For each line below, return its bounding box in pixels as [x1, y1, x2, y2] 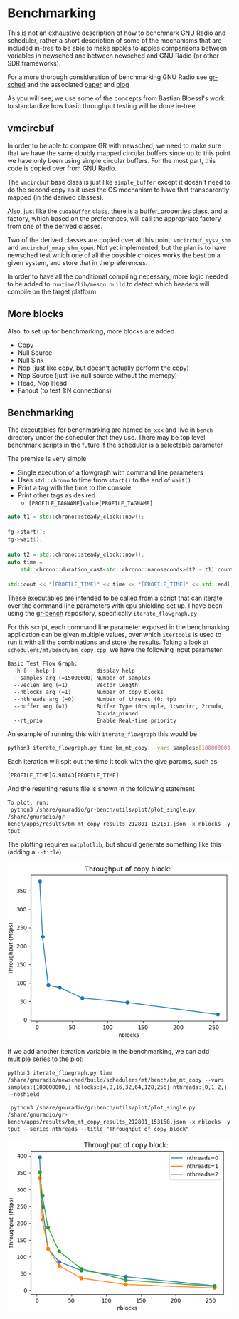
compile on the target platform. [7, 287, 98, 296]
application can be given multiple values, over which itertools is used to [7, 631, 222, 639]
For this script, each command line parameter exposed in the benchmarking [7, 623, 230, 631]
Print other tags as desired [17, 491, 96, 500]
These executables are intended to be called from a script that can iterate [7, 594, 223, 603]
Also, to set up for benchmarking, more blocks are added [7, 326, 175, 336]
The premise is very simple [7, 455, 87, 463]
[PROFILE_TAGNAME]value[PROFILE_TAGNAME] [28, 500, 153, 507]
